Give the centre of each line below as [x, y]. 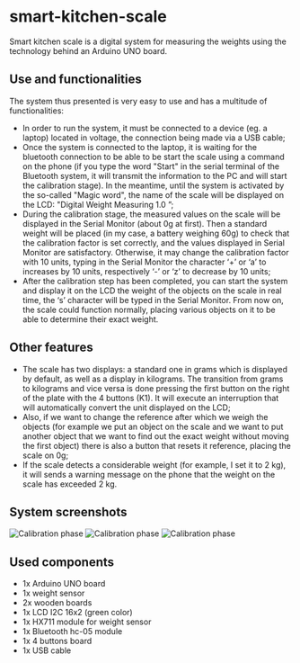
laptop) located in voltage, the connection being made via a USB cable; [154, 138]
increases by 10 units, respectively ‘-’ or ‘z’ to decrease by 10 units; [146, 271]
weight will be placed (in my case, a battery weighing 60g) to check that [156, 233]
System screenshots [68, 511]
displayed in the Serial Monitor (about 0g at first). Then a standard [145, 223]
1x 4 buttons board [57, 641]
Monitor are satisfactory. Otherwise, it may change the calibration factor [155, 252]
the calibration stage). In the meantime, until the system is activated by [153, 185]
